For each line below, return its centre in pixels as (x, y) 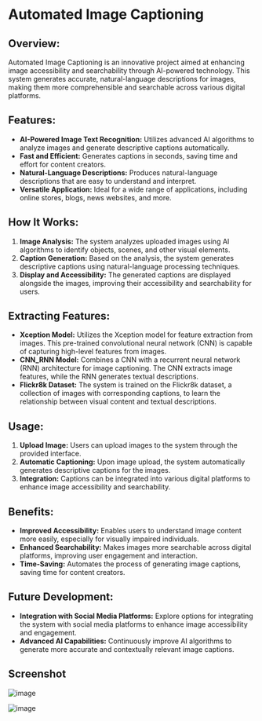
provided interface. (50, 454)
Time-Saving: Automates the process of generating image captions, (130, 564)
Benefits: (31, 512)
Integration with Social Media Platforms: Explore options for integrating (136, 616)
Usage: (26, 426)
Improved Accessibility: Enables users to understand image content (130, 531)
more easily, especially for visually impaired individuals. (109, 539)
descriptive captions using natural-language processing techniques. (130, 266)
